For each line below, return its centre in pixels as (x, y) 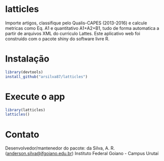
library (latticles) (25, 110)
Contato (22, 134)
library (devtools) (24, 72)
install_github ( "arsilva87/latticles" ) (46, 77)
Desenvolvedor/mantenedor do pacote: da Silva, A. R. (60, 148)
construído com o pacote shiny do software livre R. (57, 39)
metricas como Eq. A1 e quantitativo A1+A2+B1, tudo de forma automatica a (82, 28)
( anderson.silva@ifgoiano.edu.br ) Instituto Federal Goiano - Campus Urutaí (82, 154)
